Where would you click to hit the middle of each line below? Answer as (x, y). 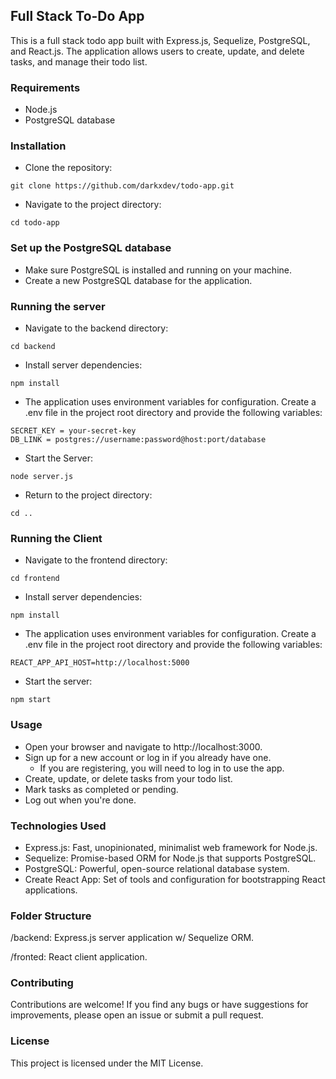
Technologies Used (58, 826)
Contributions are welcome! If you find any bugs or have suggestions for (159, 1005)
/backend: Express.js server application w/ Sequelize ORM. (132, 938)
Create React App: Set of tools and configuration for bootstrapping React (175, 879)
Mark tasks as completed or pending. (101, 789)
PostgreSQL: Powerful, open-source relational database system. (157, 868)
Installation (38, 146)
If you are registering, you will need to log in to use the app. (162, 768)
